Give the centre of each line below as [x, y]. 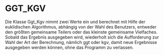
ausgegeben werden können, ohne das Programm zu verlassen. [70, 47]
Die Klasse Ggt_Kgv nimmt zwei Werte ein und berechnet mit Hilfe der [75, 22]
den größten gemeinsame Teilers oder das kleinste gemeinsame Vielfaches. [81, 32]
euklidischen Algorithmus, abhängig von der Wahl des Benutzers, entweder [81, 27]
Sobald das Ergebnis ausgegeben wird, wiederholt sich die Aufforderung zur [82, 37]
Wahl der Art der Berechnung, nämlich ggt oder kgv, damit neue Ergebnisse [81, 42]
